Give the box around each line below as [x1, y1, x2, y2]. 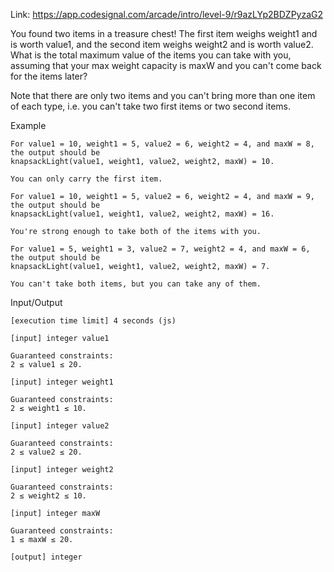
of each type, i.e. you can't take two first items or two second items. [10, 100, 292, 112]
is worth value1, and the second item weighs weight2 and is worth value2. [10, 39, 314, 50]
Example [10, 120, 47, 131]
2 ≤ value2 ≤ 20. [10, 447, 83, 457]
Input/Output [10, 297, 63, 308]
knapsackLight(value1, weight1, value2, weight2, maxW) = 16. [10, 209, 275, 219]
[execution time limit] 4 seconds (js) [10, 316, 177, 326]
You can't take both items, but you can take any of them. [10, 279, 262, 289]
